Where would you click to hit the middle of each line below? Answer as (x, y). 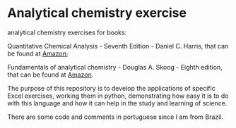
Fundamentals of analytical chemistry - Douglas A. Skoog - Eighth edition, (115, 67)
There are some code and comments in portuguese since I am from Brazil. (116, 117)
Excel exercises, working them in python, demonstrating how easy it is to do (118, 96)
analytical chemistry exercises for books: (67, 32)
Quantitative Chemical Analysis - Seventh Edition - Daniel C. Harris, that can (118, 46)
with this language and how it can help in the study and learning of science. (117, 103)
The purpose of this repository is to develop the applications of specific (111, 88)
